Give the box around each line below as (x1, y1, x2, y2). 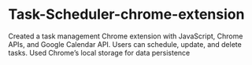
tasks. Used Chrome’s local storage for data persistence (8, 48, 191, 57)
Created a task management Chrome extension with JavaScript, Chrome (8, 31, 243, 41)
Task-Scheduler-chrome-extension (8, 5, 245, 23)
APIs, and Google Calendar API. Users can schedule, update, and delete (8, 39, 242, 49)
